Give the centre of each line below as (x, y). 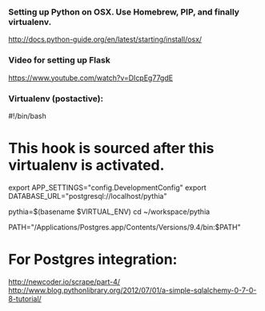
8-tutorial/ (25, 298)
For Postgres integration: (93, 260)
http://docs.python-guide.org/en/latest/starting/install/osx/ (105, 39)
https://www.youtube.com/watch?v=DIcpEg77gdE (91, 78)
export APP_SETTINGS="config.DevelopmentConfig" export (107, 188)
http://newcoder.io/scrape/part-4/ (64, 281)
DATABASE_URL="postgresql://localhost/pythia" (88, 196)
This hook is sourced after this (111, 149)
